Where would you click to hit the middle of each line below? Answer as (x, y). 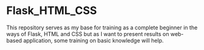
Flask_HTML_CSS (52, 11)
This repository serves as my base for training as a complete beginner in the (102, 27)
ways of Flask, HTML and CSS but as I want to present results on (88, 34)
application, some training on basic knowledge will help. (93, 40)
